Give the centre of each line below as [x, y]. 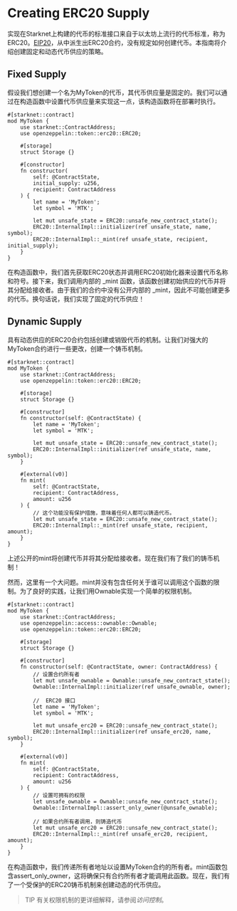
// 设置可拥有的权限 [59, 795]
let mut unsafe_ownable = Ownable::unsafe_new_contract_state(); [132, 680]
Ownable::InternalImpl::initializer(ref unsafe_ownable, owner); [132, 687]
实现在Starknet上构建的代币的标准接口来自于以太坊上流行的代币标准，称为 [116, 33]
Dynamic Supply [45, 322]
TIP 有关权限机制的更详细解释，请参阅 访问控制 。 [96, 900]
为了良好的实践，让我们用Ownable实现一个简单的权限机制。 [107, 591]
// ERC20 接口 [54, 700]
